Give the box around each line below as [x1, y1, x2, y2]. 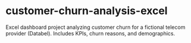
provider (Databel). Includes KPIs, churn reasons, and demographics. [5, 29, 176, 37]
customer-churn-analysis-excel [5, 4, 168, 18]
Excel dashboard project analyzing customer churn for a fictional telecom [5, 24, 186, 31]
